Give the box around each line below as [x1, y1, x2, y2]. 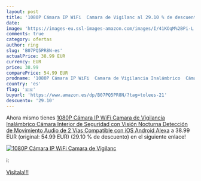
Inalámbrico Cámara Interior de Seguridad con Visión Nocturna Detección [6, 120, 188, 127]
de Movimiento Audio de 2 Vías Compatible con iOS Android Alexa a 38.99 [6, 127, 190, 134]
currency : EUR [6, 59, 42, 65]
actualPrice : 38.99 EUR [6, 53, 66, 59]
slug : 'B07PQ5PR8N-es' [6, 48, 63, 54]
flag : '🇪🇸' [6, 87, 36, 93]
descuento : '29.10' [6, 97, 55, 103]
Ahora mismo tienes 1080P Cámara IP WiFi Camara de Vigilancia [6, 114, 166, 121]
